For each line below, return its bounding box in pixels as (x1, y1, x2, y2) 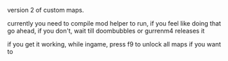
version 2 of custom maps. (7, 6, 85, 14)
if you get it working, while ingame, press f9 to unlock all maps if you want (7, 40, 222, 48)
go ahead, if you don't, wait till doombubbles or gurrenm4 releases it (7, 27, 205, 35)
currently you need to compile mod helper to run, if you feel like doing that (7, 19, 222, 27)
